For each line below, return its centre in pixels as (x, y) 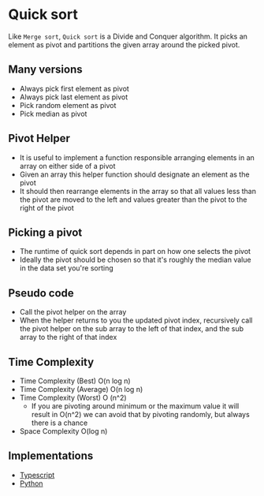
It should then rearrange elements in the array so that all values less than (138, 191)
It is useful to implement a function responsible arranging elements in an (137, 157)
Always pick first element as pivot (74, 88)
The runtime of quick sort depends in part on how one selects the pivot (135, 252)
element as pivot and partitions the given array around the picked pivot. (124, 44)
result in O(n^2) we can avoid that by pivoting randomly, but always (140, 414)
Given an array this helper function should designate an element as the (134, 174)
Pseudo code (41, 293)
